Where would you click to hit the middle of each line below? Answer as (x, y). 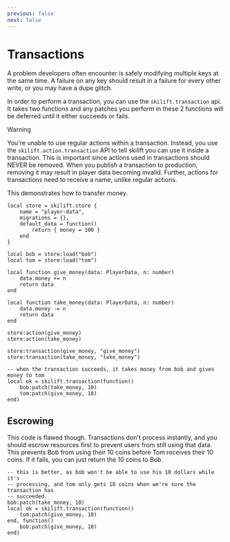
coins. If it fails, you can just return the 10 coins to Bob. (85, 460)
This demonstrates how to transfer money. (67, 193)
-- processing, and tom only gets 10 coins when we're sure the (102, 485)
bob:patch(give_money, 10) (58, 527)
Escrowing (30, 421)
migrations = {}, (45, 218)
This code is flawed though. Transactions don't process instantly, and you (112, 437)
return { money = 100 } (66, 230)
